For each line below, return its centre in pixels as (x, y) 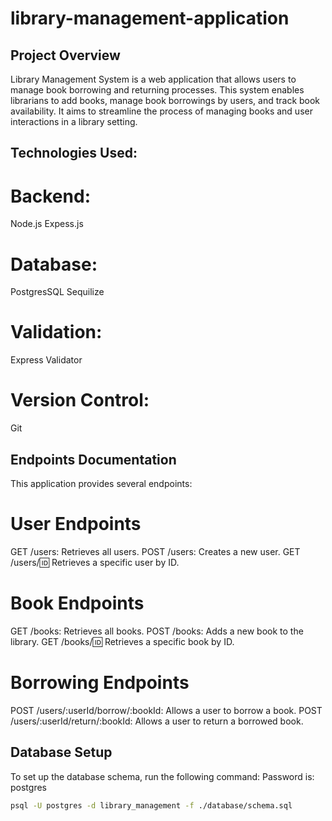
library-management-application (150, 18)
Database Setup (61, 752)
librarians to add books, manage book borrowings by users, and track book (165, 100)
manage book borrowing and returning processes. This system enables (157, 90)
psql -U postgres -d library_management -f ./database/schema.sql (151, 805)
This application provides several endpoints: (101, 483)
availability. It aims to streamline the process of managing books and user (161, 111)
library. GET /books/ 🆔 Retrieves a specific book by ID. (122, 641)
